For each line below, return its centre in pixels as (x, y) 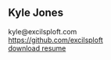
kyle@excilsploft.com (43, 31)
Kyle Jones (36, 13)
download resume (37, 48)
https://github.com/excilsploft (55, 40)
